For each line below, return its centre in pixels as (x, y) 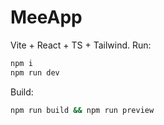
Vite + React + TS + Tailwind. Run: (81, 45)
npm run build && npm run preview (82, 110)
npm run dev (35, 72)
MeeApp (46, 17)
